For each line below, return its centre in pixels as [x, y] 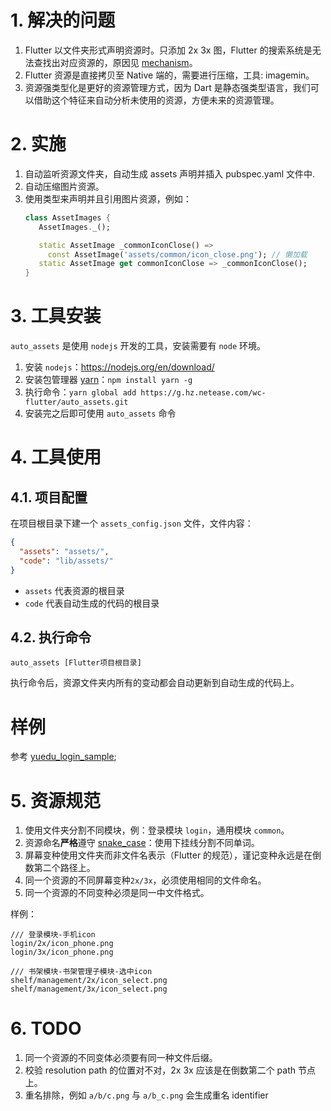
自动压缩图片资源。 [64, 186]
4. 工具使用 [56, 457]
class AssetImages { [67, 217]
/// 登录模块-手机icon [53, 935]
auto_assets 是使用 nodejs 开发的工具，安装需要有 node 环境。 [138, 346]
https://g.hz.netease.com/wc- [203, 393]
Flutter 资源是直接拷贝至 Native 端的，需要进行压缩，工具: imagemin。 [169, 75]
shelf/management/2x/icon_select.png [89, 981]
